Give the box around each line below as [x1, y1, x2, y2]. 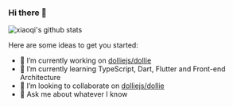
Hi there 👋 [8, 7, 48, 18]
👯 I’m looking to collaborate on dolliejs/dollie [19, 81, 165, 90]
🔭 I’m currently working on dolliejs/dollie [19, 55, 152, 66]
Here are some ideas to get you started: [8, 40, 139, 50]
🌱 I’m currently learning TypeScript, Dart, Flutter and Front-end [19, 64, 226, 74]
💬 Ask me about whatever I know [19, 90, 128, 99]
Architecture [19, 73, 61, 82]
